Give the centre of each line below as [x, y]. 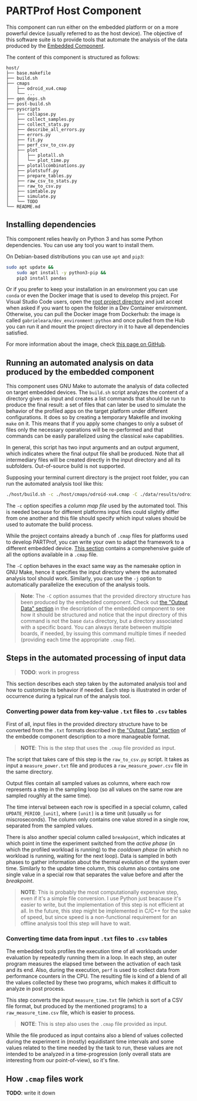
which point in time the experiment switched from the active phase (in [91, 843]
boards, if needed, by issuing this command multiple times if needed [103, 634]
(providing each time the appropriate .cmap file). [78, 640]
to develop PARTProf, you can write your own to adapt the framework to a [95, 542]
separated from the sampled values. [50, 826]
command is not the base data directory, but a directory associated [101, 621]
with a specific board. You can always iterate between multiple [96, 627]
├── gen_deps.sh [26, 99]
